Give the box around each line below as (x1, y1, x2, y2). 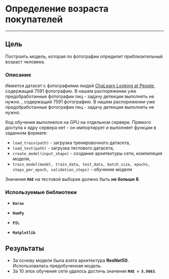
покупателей (5, 14, 63, 25)
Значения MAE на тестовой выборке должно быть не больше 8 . (5, 176, 140, 182)
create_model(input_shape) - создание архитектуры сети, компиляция (12, 151, 162, 157)
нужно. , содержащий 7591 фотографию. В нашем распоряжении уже (5, 99, 155, 105)
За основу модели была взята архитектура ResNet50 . (12, 257, 129, 263)
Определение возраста (5, 3, 109, 15)
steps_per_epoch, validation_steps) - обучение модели (12, 167, 132, 173)
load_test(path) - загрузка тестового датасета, (12, 145, 114, 151)
